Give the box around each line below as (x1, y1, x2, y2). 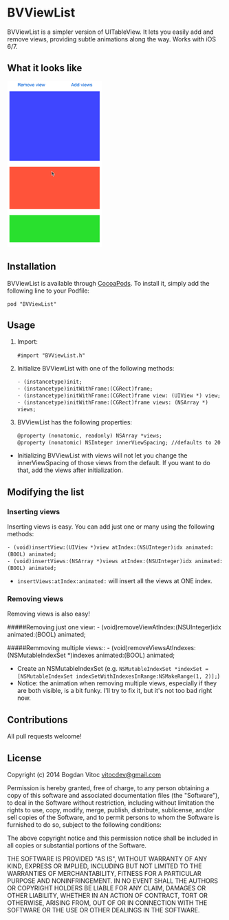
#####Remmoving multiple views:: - (7, 644, 110, 652)
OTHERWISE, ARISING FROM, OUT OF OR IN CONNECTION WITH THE (7, 899, 208, 907)
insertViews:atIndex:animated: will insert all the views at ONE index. (17, 577, 213, 585)
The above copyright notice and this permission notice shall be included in (7, 834, 218, 842)
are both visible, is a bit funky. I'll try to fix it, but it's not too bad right (17, 687, 212, 695)
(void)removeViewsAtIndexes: (111, 644, 196, 652)
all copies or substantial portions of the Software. (7, 841, 146, 850)
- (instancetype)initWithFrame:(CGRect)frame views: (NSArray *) (17, 399, 208, 407)
